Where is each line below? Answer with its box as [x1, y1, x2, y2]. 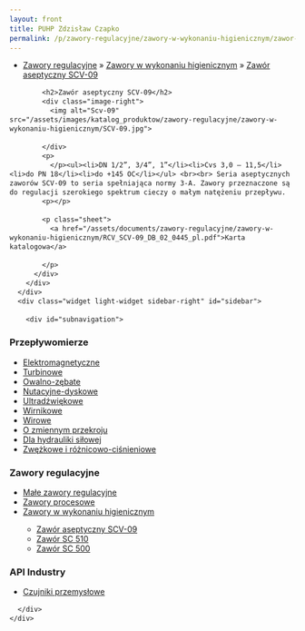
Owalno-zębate [22, 376, 82, 387]
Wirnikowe [22, 405, 64, 416]
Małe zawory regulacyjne [22, 487, 118, 498]
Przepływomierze [9, 336, 89, 349]
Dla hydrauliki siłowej [22, 434, 102, 445]
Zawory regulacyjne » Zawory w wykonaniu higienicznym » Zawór [22, 60, 271, 71]
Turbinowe [22, 366, 64, 377]
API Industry [9, 566, 66, 578]
